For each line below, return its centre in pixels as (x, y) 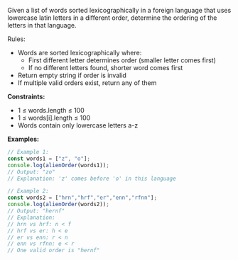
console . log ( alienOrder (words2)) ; (59, 205)
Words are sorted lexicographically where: (80, 53)
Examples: (23, 139)
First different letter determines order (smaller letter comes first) (122, 60)
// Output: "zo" (31, 172)
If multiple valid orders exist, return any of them (87, 83)
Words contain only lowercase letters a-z (78, 125)
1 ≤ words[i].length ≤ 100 (54, 118)
